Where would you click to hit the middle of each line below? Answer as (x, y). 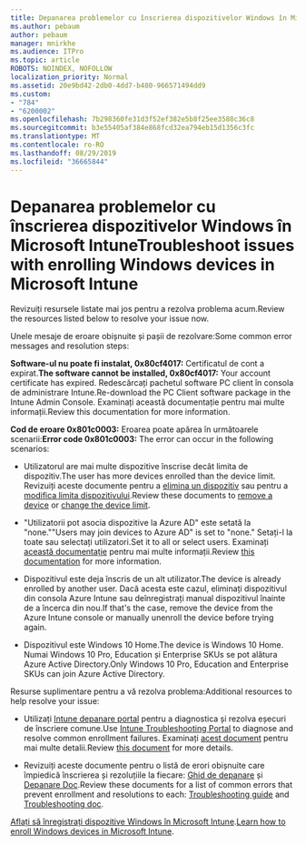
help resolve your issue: (55, 701)
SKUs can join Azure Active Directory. (94, 674)
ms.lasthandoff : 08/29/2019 (64, 153)
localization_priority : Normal (69, 77)
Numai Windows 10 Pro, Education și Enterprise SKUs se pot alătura (150, 655)
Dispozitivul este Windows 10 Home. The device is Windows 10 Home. (153, 645)
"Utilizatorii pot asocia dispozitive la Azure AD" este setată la (137, 523)
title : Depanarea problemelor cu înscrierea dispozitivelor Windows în (148, 18)
